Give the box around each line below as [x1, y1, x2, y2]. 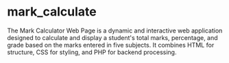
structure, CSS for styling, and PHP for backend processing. [7, 48, 177, 56]
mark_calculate [7, 4, 97, 20]
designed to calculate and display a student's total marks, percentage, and [7, 33, 218, 41]
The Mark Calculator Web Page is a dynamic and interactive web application [7, 26, 223, 35]
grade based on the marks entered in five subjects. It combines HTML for [7, 41, 215, 49]
